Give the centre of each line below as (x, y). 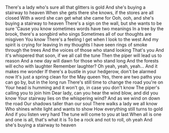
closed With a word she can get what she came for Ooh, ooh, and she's (79, 18)
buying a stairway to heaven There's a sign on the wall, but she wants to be (84, 23)
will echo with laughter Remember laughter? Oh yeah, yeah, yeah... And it (81, 66)
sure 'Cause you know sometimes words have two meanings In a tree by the (84, 29)
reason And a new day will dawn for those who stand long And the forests (82, 61)
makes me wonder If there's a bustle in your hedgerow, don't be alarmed (81, 72)
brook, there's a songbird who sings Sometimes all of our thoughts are (78, 34)
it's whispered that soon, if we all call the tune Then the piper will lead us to (84, 55)
